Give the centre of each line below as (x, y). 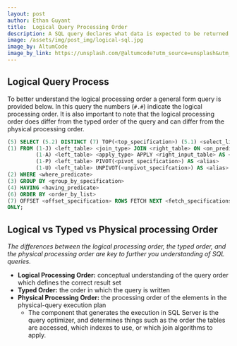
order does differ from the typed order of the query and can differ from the (116, 121)
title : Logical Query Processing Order (68, 27)
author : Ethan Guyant (39, 20)
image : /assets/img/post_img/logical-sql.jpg (75, 40)
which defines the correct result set (69, 282)
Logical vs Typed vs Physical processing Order (113, 229)
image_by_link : (30, 54)
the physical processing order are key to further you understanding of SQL (116, 254)
